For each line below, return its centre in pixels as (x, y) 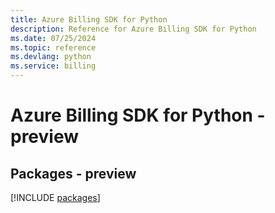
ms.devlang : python (51, 57)
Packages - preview (73, 173)
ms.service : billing (53, 66)
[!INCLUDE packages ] (55, 197)
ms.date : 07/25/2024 (53, 38)
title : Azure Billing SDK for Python (89, 19)
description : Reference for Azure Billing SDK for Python (133, 29)
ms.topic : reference (53, 47)
